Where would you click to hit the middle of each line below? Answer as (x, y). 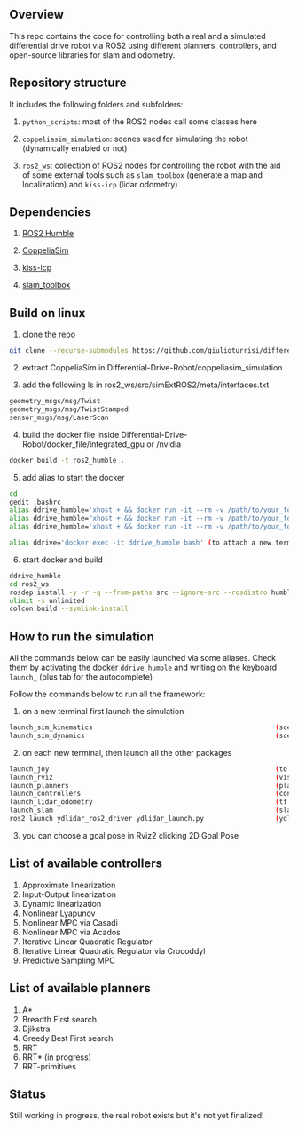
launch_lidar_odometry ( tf (149, 802)
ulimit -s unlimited (47, 600)
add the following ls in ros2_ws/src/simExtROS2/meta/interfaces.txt (145, 385)
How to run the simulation (82, 636)
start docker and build (63, 560)
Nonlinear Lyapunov (59, 913)
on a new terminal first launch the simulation (103, 712)
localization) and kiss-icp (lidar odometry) (100, 184)
